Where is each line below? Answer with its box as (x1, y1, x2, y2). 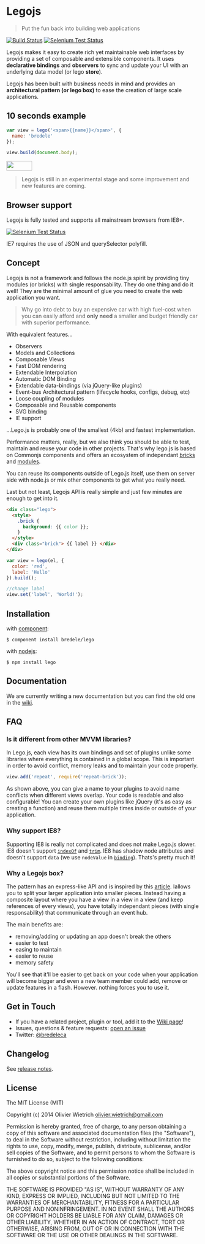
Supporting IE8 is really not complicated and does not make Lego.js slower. (6, 840, 196, 848)
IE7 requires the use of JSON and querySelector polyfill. (6, 240, 148, 248)
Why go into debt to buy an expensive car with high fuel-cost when (21, 305, 192, 313)
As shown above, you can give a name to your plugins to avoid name (6, 785, 180, 792)
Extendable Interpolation (15, 369, 78, 376)
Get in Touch (6, 1001, 56, 1012)
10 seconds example (6, 111, 86, 121)
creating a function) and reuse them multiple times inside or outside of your (6, 805, 197, 812)
